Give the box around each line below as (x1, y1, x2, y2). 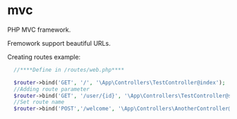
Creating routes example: (7, 52, 81, 61)
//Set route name (13, 99, 65, 106)
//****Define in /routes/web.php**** (13, 66, 125, 73)
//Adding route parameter (13, 85, 90, 93)
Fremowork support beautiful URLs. (7, 39, 111, 47)
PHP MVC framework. (7, 25, 71, 34)
